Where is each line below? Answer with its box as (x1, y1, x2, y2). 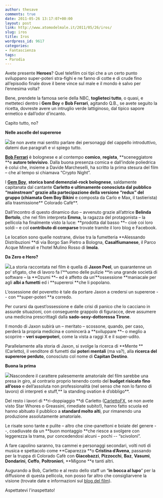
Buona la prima (5, 363, 36, 369)
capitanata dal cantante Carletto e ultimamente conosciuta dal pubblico (5, 184, 152, 190)
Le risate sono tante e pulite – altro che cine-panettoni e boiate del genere (5, 423, 153, 429)
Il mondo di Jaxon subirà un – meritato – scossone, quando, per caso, (5, 323, 145, 329)
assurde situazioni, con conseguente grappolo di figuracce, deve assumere (5, 309, 157, 314)
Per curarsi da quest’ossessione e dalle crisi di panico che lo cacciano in (5, 304, 151, 310)
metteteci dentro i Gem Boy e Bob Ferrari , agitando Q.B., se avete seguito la (5, 100, 158, 106)
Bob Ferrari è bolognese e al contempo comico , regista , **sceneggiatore (5, 154, 153, 160)
